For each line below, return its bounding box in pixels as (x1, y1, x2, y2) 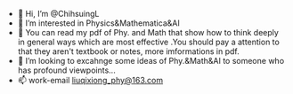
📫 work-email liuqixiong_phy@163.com (17, 75, 164, 85)
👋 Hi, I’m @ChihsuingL (17, 9, 100, 19)
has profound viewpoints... (17, 65, 116, 75)
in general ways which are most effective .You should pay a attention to (17, 36, 281, 47)
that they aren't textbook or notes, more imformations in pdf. (17, 46, 240, 57)
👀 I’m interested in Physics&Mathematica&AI (17, 18, 180, 28)
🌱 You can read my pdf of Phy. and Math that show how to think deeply (17, 27, 279, 37)
